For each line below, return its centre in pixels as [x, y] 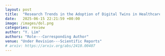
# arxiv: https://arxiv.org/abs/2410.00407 [50, 46]
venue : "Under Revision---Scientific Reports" [54, 41]
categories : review [25, 28]
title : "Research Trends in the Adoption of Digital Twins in [71, 14]
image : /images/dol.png [29, 23]
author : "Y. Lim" [23, 32]
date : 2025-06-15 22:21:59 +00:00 [42, 19]
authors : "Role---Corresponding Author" [47, 37]
